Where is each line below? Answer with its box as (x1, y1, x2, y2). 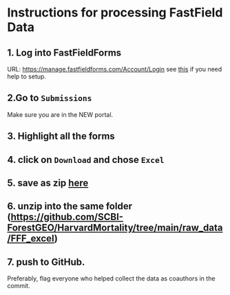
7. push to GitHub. (7, 256, 85, 267)
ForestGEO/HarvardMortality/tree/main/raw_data (7, 222, 223, 234)
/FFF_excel (7, 232, 55, 245)
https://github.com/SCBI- (10, 211, 124, 223)
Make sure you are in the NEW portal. (7, 110, 114, 118)
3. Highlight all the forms (7, 131, 115, 142)
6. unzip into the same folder (7, 201, 133, 212)
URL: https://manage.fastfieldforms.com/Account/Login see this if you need (7, 65, 222, 73)
